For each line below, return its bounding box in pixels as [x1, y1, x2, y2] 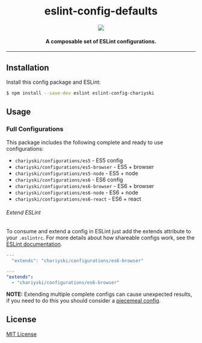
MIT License [6, 330, 37, 338]
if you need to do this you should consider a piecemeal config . [6, 297, 161, 304]
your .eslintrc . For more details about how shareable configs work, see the [6, 234, 195, 241]
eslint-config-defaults [44, 4, 158, 18]
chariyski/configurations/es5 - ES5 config [14, 157, 123, 164]
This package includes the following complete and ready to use [6, 139, 164, 146]
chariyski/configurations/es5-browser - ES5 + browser [14, 163, 155, 170]
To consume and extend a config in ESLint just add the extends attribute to [6, 227, 191, 234]
